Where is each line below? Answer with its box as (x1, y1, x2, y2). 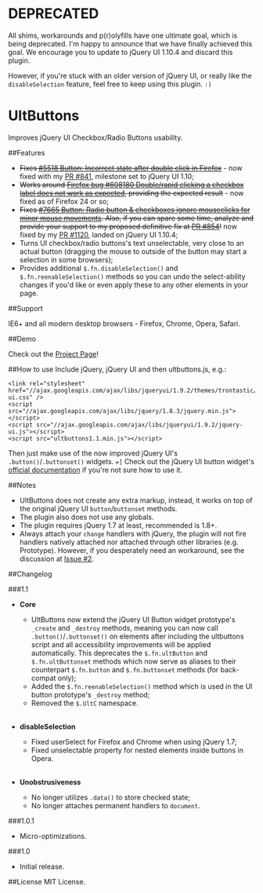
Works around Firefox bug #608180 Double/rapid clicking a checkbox (19, 180, 244, 189)
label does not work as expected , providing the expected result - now (19, 188, 244, 197)
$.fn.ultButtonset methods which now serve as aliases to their (31, 657, 236, 666)
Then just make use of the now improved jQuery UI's (8, 448, 178, 458)
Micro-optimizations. (19, 831, 87, 840)
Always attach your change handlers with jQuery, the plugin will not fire (19, 529, 247, 538)
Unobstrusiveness (19, 777, 81, 786)
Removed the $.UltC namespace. (31, 698, 139, 708)
